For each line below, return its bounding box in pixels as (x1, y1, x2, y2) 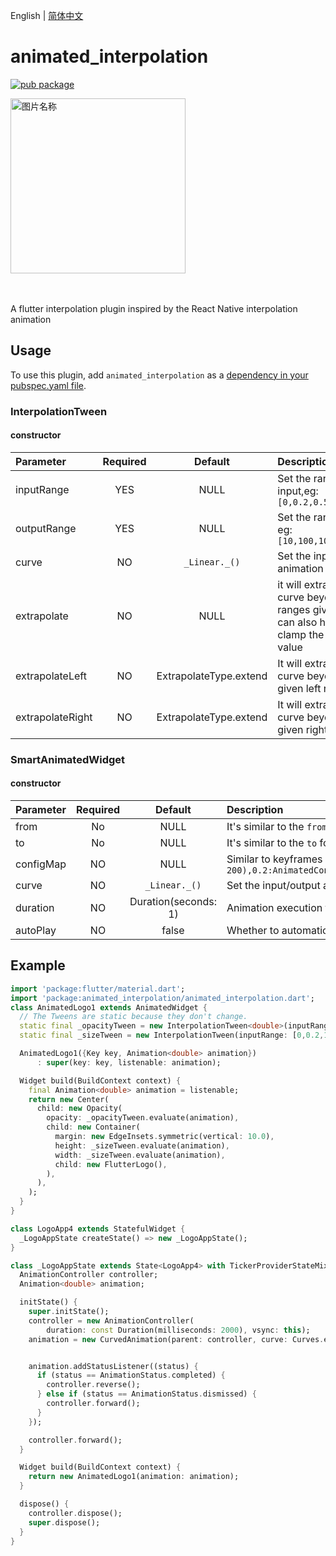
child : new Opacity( (36, 1104, 123, 1114)
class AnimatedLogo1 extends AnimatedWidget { (10, 1002, 208, 1013)
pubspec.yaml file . (10, 379, 87, 391)
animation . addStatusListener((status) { (28, 1361, 199, 1371)
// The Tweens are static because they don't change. (19, 1012, 248, 1022)
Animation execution (226, 901, 323, 914)
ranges (277, 602, 311, 616)
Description (226, 803, 284, 816)
